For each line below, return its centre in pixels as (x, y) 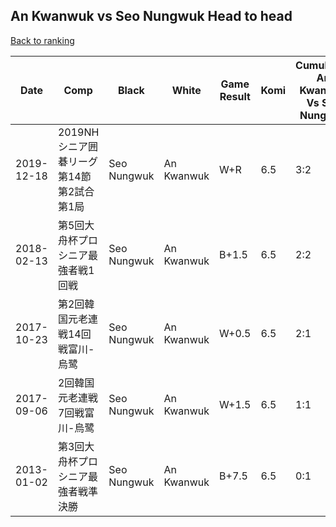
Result (235, 96)
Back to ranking (42, 40)
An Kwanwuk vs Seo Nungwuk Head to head (151, 16)
